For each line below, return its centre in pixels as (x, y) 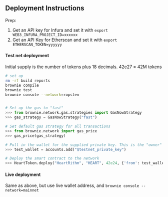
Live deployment (23, 174)
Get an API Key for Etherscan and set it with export (65, 40)
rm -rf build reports (28, 80)
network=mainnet (22, 190)
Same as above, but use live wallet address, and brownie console (72, 185)
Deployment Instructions (45, 8)
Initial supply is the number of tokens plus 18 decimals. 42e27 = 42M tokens (83, 67)
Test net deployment (27, 56)
